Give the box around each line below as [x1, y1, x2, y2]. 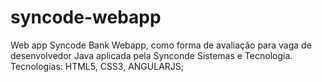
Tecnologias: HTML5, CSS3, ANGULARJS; [10, 60, 185, 72]
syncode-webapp [10, 6, 162, 29]
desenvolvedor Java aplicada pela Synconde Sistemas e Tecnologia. [10, 49, 293, 61]
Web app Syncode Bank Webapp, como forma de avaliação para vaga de [10, 39, 312, 51]
